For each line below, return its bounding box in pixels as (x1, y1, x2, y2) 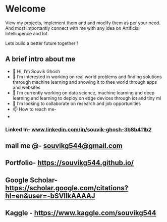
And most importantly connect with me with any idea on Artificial (5, 25, 140, 31)
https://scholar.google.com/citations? (5, 184, 129, 192)
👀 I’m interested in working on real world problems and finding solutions (12, 74, 162, 80)
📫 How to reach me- (12, 106, 57, 112)
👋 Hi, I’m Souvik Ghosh (12, 68, 61, 74)
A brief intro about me (5, 55, 76, 64)
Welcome (5, 3, 46, 15)
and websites (12, 84, 41, 90)
